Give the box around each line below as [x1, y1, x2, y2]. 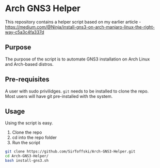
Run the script [12, 140, 40, 146]
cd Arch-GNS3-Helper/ [5, 153, 49, 159]
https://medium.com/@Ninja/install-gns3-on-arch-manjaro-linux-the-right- [5, 24, 155, 30]
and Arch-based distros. [5, 61, 54, 67]
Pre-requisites [5, 76, 49, 84]
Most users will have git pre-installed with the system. [5, 93, 113, 99]
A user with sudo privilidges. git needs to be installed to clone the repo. [5, 88, 149, 94]
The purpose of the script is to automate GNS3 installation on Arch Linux [5, 56, 150, 62]
